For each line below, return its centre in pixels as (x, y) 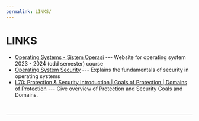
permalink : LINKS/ (29, 12)
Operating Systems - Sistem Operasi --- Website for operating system (100, 57)
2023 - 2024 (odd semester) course (59, 63)
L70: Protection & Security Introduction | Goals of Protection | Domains (101, 82)
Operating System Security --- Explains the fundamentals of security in (102, 70)
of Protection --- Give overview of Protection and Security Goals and (99, 89)
